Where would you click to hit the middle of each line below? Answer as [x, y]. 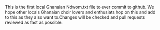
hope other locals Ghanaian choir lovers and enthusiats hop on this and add [80, 12]
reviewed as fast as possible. [34, 22]
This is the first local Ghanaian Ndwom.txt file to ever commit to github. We [80, 7]
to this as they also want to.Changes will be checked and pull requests [75, 17]
